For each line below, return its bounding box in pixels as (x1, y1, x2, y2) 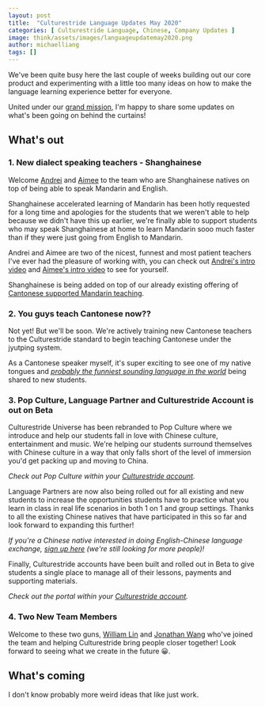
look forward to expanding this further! (8, 520, 134, 530)
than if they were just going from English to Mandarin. (8, 233, 184, 242)
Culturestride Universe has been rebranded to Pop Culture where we (8, 422, 233, 432)
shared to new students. (8, 375, 87, 384)
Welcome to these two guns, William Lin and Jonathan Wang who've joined (8, 629, 253, 639)
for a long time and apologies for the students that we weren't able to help (8, 207, 250, 217)
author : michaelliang (8, 41, 80, 49)
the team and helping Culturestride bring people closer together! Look (8, 637, 237, 647)
